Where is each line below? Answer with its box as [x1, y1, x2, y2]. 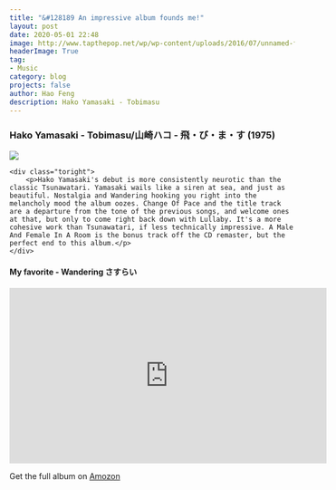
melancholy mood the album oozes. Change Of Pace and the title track [9, 198, 282, 208]
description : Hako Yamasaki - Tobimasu [9, 97, 160, 107]
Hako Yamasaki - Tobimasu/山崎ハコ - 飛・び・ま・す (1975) [9, 129, 276, 141]
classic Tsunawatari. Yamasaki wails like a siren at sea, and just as [9, 183, 285, 192]
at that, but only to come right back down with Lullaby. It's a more [9, 215, 282, 224]
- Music [9, 64, 39, 73]
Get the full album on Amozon [9, 470, 120, 481]
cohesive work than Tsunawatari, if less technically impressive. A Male [9, 223, 294, 232]
